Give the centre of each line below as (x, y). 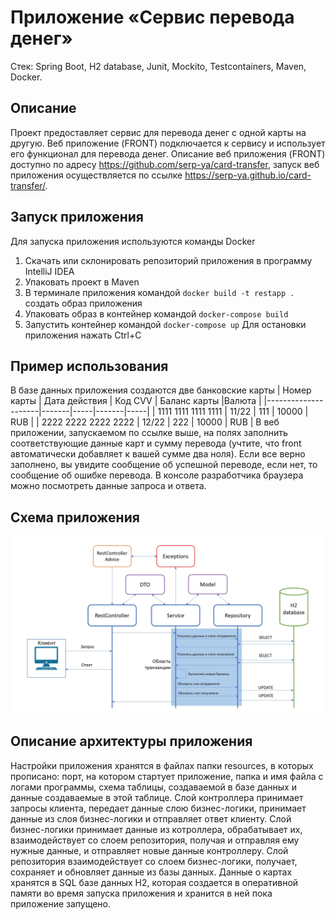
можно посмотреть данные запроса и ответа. (108, 486)
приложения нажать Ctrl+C (83, 335)
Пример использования (89, 366)
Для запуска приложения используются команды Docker (133, 241)
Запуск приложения (77, 217)
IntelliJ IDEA (49, 271)
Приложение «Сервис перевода (152, 17)
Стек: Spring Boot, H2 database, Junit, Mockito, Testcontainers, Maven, (158, 66)
